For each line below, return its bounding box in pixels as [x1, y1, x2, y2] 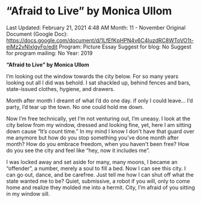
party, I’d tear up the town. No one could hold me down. [6, 103, 144, 110]
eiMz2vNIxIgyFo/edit [6, 43, 58, 50]
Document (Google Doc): [6, 30, 68, 37]
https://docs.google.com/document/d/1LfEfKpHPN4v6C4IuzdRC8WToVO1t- [6, 37, 194, 44]
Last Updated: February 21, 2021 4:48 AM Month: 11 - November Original [6, 24, 186, 31]
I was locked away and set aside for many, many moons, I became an [6, 158, 178, 165]
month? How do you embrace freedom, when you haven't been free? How [6, 140, 190, 147]
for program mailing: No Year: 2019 [6, 49, 93, 56]
